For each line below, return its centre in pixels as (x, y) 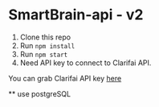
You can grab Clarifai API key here (65, 78)
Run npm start (44, 54)
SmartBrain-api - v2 (76, 15)
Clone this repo (45, 37)
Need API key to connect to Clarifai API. (86, 63)
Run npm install (47, 45)
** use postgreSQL (39, 93)
